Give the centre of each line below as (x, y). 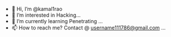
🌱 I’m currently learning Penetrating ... (57, 21)
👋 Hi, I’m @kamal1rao (37, 9)
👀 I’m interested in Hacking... (46, 15)
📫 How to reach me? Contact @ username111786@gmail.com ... (89, 28)
